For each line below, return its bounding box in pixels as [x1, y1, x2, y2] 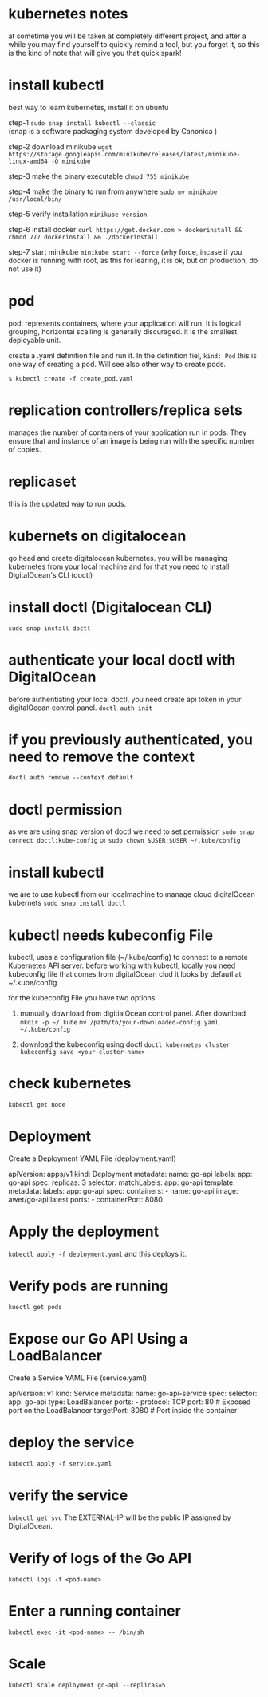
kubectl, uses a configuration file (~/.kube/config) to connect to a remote [8, 953, 249, 962]
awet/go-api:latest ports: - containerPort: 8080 [8, 1194, 164, 1205]
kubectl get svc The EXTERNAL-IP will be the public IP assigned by [8, 1513, 231, 1522]
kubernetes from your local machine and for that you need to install [8, 562, 230, 571]
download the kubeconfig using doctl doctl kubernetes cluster [19, 1040, 231, 1049]
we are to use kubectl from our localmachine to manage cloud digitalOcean [8, 890, 255, 899]
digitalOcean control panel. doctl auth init [8, 703, 153, 712]
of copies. [8, 444, 41, 454]
